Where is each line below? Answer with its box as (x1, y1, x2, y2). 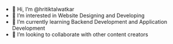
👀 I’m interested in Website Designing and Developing (11, 12, 145, 19)
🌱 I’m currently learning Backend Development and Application (11, 18, 168, 25)
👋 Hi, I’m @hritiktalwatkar (11, 6, 74, 12)
